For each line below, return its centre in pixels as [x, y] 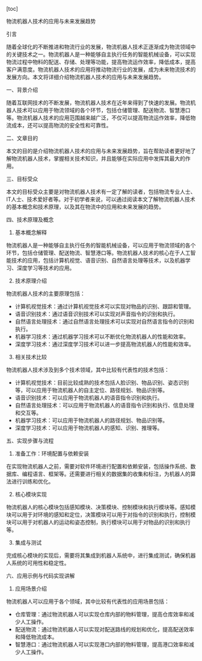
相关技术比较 [31, 357]
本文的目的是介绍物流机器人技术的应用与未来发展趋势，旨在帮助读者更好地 [98, 151]
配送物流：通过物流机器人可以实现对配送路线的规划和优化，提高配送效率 [104, 629]
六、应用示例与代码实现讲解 [41, 576]
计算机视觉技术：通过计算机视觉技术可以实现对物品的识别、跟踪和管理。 [104, 306]
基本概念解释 [31, 232]
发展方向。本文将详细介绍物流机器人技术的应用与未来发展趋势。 [85, 77]
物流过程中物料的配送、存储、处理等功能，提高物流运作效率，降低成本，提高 [101, 62]
